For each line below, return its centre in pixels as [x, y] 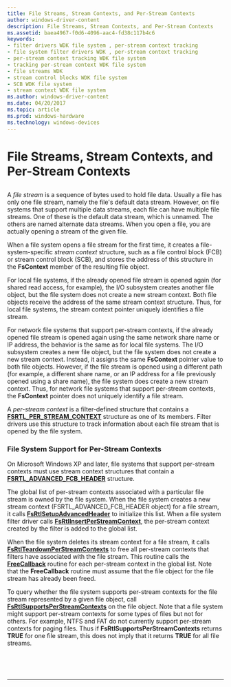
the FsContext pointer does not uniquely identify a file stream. [96, 396]
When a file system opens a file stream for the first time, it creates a [103, 245]
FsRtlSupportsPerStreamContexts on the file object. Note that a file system [115, 606]
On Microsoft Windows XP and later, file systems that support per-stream [111, 464]
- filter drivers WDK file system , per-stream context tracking [102, 45]
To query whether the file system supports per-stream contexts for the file [112, 592]
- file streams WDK [35, 71]
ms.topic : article [33, 110]
